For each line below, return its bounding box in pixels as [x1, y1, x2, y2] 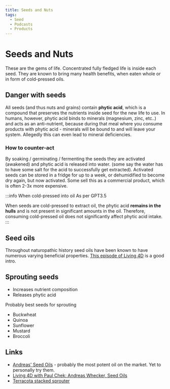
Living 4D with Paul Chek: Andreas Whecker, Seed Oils [12, 372, 128, 378]
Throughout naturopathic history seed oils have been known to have [5, 247, 148, 253]
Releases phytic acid [12, 292, 56, 298]
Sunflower [12, 322, 35, 328]
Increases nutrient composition [12, 286, 78, 292]
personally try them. [12, 367, 55, 373]
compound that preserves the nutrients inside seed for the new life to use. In [5, 110, 165, 116]
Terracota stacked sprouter [12, 378, 70, 384]
